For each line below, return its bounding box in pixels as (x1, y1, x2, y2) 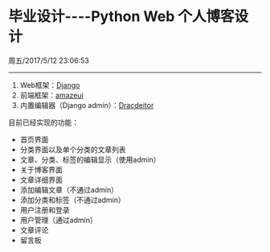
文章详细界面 (19, 175, 63, 184)
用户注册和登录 (19, 204, 70, 214)
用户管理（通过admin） (19, 215, 98, 225)
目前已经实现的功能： (8, 118, 79, 127)
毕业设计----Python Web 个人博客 (8, 7, 235, 26)
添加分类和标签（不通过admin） (19, 195, 126, 204)
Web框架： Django (19, 80, 80, 89)
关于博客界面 (19, 164, 63, 174)
